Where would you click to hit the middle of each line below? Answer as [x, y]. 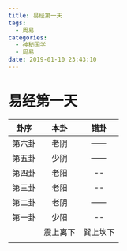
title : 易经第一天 [35, 15]
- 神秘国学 [31, 45]
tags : [17, 23]
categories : [28, 37]
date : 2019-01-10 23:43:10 [52, 60]
